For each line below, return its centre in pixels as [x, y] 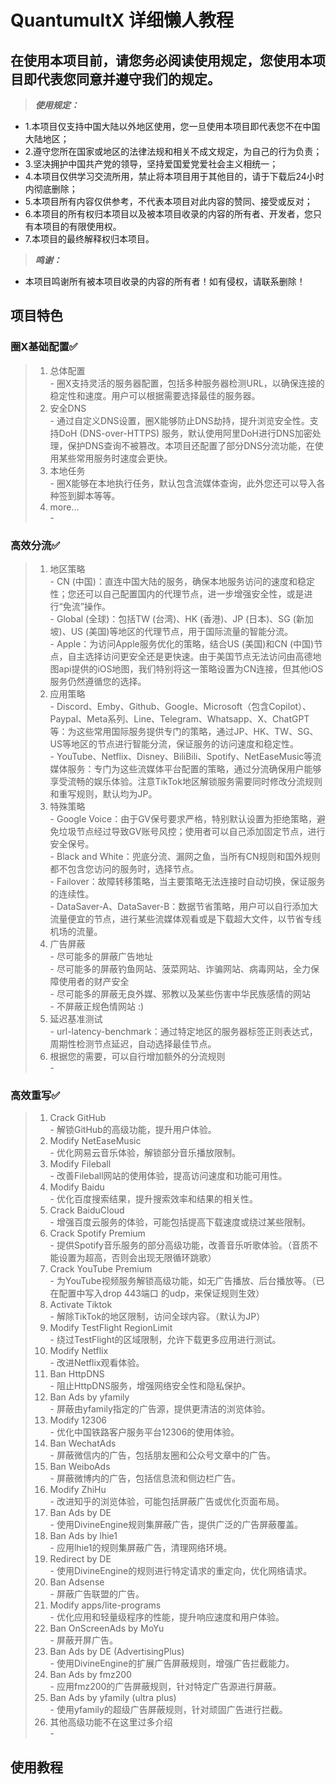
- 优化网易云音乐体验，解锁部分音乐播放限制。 [145, 1153]
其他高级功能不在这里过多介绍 [111, 1722]
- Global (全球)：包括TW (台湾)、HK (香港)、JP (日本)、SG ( [173, 618]
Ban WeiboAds [80, 1467]
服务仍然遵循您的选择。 [98, 681]
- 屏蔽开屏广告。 [83, 1640]
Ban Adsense [77, 1582]
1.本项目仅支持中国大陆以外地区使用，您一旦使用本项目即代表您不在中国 [172, 126]
